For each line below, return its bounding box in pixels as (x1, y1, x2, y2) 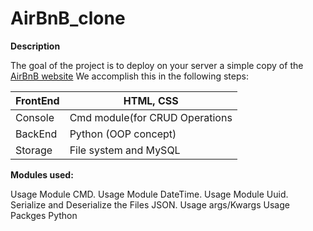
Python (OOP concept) (69, 127, 177, 141)
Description (10, 40, 61, 52)
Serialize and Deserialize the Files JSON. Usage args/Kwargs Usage (10, 198, 290, 211)
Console (15, 110, 55, 124)
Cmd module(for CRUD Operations (69, 110, 233, 124)
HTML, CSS (123, 93, 179, 107)
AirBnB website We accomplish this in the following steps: (10, 70, 249, 82)
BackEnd (15, 127, 58, 141)
